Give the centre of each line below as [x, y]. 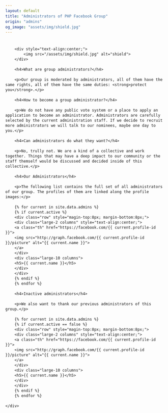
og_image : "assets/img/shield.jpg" [43, 27]
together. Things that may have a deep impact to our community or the [83, 156]
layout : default [22, 11]
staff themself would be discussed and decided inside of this [74, 161]
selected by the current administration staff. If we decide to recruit [84, 121]
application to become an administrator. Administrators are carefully [83, 115]
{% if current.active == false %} [51, 325]
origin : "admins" [24, 21]
